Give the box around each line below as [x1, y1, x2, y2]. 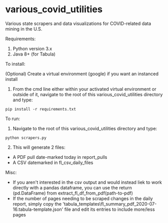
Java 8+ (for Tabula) [12, 51, 56, 57]
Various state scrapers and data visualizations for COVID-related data [5, 20, 151, 26]
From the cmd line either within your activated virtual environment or [12, 86, 157, 92]
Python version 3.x [12, 45, 52, 51]
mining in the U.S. [5, 25, 42, 32]
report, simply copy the [12, 201, 62, 207]
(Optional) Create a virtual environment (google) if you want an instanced [5, 70, 159, 77]
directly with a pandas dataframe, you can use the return [12, 184, 132, 190]
